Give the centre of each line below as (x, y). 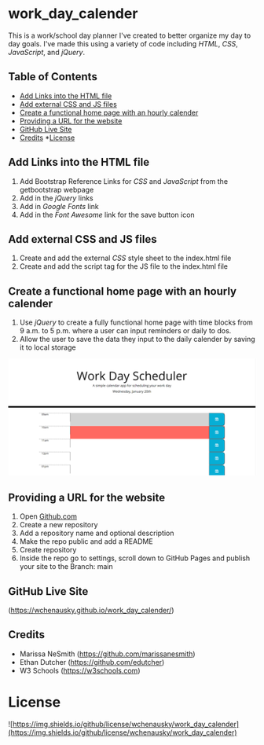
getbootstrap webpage (57, 189)
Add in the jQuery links (56, 198)
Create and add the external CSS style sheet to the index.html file (125, 258)
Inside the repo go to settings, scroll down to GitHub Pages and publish (135, 558)
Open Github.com (48, 516)
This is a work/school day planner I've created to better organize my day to (130, 35)
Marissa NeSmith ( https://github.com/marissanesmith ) (107, 654)
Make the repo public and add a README (86, 541)
